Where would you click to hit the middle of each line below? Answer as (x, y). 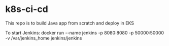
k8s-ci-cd (27, 9)
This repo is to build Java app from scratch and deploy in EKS (70, 23)
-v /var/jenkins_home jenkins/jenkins (44, 38)
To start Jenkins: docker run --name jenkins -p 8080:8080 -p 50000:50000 (84, 32)
